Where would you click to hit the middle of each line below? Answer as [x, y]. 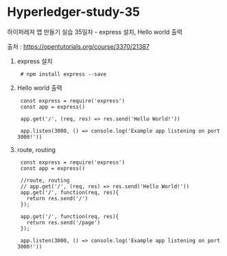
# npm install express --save [63, 74]
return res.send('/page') [63, 222]
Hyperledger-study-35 [74, 12]
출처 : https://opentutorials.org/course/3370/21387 [78, 46]
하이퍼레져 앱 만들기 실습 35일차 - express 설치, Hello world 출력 [95, 32]
